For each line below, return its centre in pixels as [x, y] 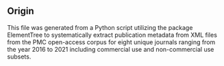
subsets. [19, 56]
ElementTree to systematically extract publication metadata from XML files [112, 35]
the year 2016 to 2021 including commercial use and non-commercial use [111, 49]
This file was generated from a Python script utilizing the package [100, 27]
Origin [21, 11]
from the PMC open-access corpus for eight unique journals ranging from [111, 42]
